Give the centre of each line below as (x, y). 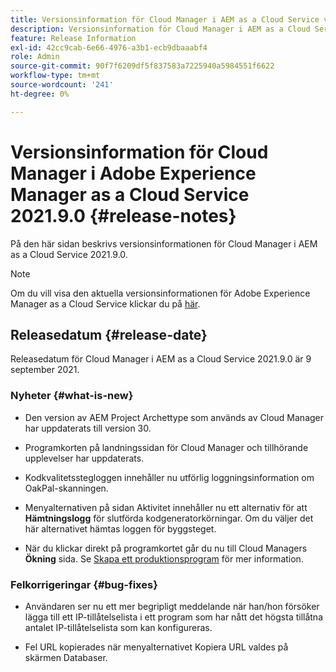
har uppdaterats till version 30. (88, 428)
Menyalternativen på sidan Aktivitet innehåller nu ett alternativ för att (166, 507)
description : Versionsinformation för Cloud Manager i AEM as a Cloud (160, 29)
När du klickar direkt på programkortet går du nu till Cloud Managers (166, 548)
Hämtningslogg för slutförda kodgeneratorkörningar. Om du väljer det (169, 518)
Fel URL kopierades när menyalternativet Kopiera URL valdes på (156, 647)
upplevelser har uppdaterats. (84, 458)
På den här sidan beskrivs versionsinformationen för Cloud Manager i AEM (164, 243)
